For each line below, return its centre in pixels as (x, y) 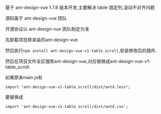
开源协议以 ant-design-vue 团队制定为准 (47, 29)
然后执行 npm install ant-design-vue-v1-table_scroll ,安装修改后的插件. (81, 50)
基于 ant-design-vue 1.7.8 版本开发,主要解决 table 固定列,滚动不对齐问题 (80, 7)
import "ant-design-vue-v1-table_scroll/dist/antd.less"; (68, 87)
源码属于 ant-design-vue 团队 (36, 18)
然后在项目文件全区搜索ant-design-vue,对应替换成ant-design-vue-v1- (78, 61)
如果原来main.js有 (24, 77)
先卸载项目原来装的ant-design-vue (41, 40)
